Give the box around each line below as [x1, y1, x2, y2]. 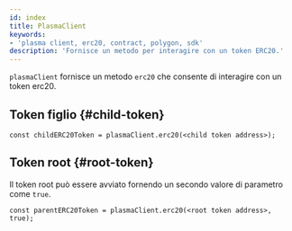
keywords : [9, 30, 47, 39]
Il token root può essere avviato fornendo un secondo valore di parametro [9, 179, 284, 190]
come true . [9, 188, 51, 199]
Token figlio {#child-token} [9, 107, 165, 122]
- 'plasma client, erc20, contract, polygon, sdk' [9, 38, 204, 48]
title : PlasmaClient [9, 22, 87, 31]
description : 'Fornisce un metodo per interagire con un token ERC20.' [9, 47, 284, 56]
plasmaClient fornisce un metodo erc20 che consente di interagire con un [9, 71, 282, 82]
